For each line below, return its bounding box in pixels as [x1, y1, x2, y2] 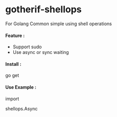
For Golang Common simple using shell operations [5, 21, 112, 27]
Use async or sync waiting [12, 49, 69, 55]
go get [5, 72, 19, 79]
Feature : [5, 32, 25, 38]
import [5, 95, 19, 102]
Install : [5, 61, 22, 67]
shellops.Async [5, 105, 38, 111]
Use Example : [5, 84, 37, 90]
